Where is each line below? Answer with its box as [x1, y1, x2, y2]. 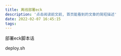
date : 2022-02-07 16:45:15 [5, 16, 61, 21]
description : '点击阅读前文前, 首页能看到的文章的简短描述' [5, 12, 117, 17]
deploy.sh [5, 45, 25, 51]
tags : [5, 21, 16, 26]
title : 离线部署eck [5, 7, 43, 12]
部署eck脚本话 [5, 35, 35, 41]
